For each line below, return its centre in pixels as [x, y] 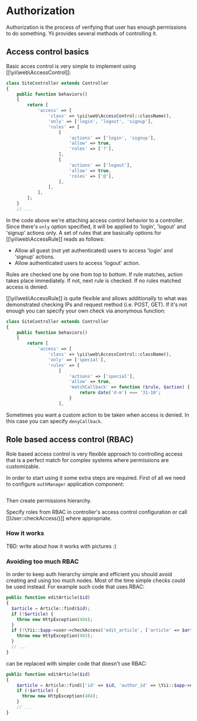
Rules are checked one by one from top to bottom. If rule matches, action [94, 274]
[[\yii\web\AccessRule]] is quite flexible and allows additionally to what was [97, 298]
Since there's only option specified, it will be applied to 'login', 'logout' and [96, 226]
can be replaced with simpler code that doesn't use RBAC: [77, 663]
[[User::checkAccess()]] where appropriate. [59, 518]
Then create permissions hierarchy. [49, 500]
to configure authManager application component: [65, 484]
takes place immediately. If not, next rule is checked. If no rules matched [94, 280]
